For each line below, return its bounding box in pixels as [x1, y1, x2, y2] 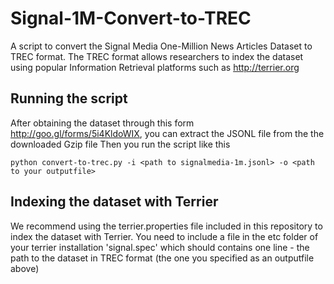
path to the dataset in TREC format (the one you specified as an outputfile [10, 252, 315, 264]
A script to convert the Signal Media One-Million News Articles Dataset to [10, 40, 313, 52]
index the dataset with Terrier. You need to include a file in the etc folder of [10, 230, 319, 242]
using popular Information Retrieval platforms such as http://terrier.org [10, 61, 300, 73]
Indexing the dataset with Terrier [10, 193, 219, 211]
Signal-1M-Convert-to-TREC [10, 7, 252, 30]
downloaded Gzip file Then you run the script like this [10, 138, 231, 150]
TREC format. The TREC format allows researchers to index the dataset [10, 50, 304, 62]
